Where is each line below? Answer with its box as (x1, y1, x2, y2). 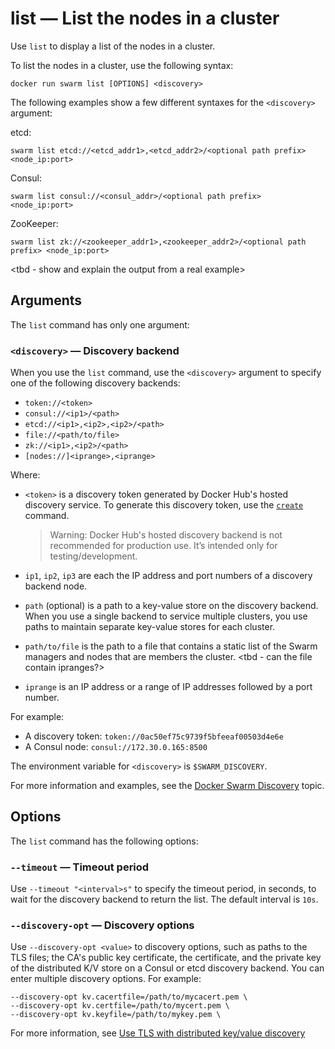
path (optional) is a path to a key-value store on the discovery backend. (24, 600, 319, 612)
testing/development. (49, 550, 138, 562)
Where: (10, 469, 41, 481)
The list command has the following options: (10, 835, 199, 847)
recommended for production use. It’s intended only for (49, 540, 278, 552)
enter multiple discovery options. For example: (10, 973, 202, 985)
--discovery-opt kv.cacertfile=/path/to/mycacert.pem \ (10, 992, 248, 1002)
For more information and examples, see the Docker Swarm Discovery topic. (10, 780, 325, 792)
